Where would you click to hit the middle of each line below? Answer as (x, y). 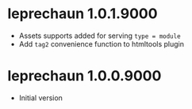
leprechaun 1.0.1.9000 (83, 14)
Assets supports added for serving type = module (100, 36)
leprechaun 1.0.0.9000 (84, 76)
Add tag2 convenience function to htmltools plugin (101, 43)
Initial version (40, 98)
